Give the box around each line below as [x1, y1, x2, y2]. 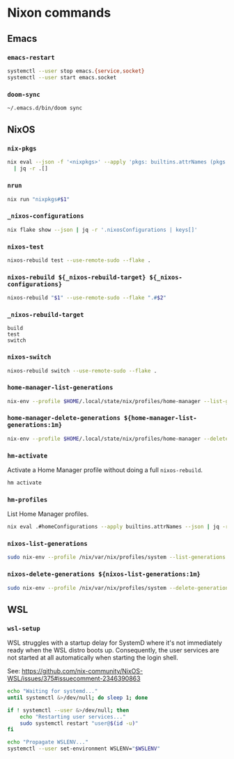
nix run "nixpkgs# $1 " [7, 196, 70, 203]
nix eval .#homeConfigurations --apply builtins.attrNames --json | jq [7, 524, 219, 531]
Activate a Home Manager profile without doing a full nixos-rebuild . [7, 466, 203, 474]
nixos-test [7, 242, 44, 251]
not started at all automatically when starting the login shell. [7, 653, 179, 662]
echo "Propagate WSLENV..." [7, 739, 89, 746]
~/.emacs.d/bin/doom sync [7, 104, 82, 111]
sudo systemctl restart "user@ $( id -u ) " [19, 719, 139, 727]
